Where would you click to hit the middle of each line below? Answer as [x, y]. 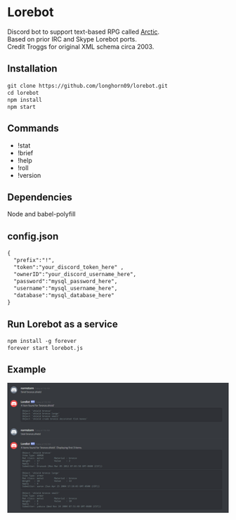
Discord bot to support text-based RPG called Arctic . [84, 32]
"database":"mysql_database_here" [64, 296]
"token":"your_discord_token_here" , [69, 268]
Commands [33, 128]
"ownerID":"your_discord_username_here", [75, 275]
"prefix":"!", [34, 261]
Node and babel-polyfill [41, 214]
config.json [33, 236]
